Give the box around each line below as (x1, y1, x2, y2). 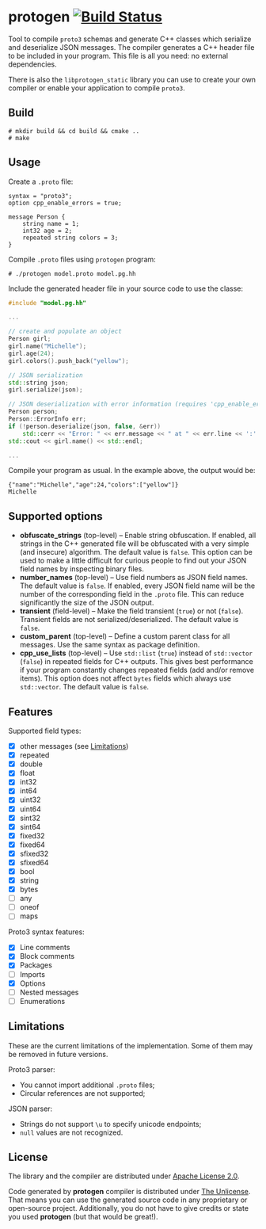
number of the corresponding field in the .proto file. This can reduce (19, 590, 245, 599)
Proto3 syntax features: (8, 927, 85, 937)
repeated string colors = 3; (22, 234, 119, 242)
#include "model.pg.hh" (8, 299, 87, 307)
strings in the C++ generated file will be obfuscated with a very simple (19, 539, 249, 548)
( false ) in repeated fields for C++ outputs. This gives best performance (19, 657, 253, 666)
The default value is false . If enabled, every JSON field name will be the (19, 581, 256, 590)
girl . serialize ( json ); (8, 386, 83, 394)
